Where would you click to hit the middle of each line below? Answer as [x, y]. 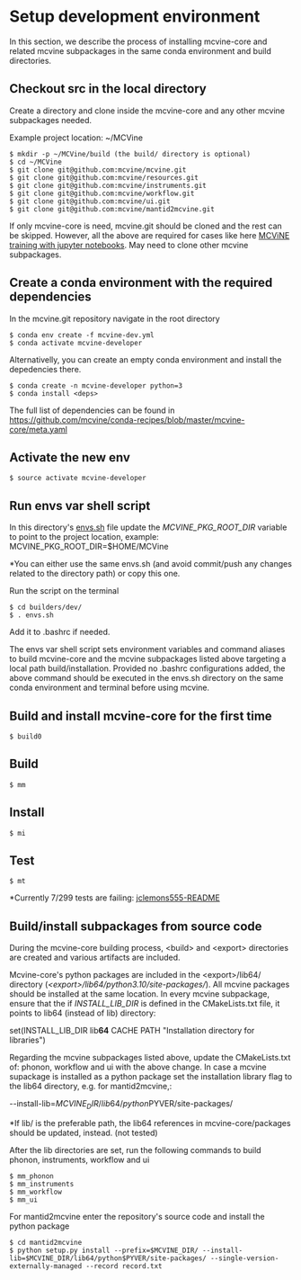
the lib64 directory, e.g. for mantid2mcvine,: [91, 1087]
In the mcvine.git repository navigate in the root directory [115, 318]
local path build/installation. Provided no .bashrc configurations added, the [147, 668]
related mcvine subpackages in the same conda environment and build [141, 50]
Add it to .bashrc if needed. [60, 632]
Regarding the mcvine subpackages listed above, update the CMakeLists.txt [150, 1058]
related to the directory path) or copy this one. [95, 574]
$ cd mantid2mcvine [46, 1243]
